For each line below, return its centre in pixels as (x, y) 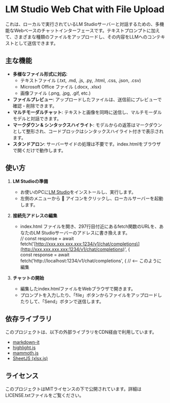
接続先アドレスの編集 (35, 215)
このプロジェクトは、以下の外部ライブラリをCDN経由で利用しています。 (81, 332)
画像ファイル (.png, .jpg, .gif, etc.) (55, 93)
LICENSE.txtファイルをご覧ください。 (45, 395)
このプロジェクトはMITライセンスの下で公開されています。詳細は (74, 389)
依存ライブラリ (29, 319)
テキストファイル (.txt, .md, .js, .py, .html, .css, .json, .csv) (80, 80)
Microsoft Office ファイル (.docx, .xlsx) (61, 87)
